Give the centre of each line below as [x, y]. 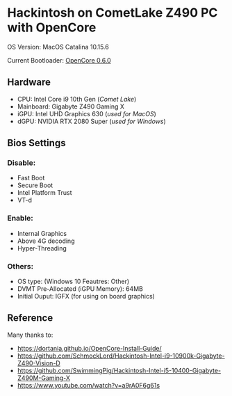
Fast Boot [31, 178]
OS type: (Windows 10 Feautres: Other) [73, 282]
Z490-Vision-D [39, 363]
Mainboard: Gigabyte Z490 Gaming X [71, 106]
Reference [30, 318]
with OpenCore [52, 27]
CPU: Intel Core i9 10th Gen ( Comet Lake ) [77, 99]
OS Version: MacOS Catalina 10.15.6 [58, 47]
